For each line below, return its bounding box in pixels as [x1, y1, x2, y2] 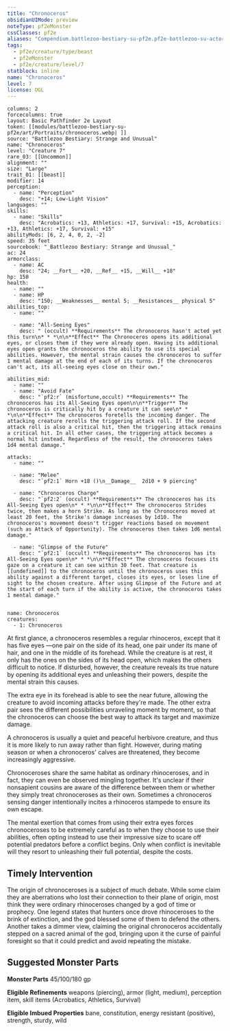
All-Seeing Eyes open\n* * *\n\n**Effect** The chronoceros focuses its [7, 556, 219, 563]
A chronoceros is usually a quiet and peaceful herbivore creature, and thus [7, 734, 218, 742]
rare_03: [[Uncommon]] [7, 154, 72, 161]
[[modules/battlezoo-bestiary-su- [28, 124, 127, 130]
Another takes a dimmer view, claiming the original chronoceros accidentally [7, 922, 222, 930]
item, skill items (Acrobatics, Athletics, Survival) [7, 995, 142, 1004]
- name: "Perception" [13, 189, 75, 196]
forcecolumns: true [7, 111, 63, 119]
